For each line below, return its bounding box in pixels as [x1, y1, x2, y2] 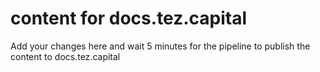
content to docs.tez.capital [10, 50, 121, 62]
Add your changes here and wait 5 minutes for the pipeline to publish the [10, 40, 311, 52]
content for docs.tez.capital [10, 7, 248, 30]
